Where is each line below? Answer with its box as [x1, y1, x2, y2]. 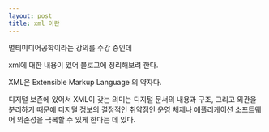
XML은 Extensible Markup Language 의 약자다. [8, 77, 162, 87]
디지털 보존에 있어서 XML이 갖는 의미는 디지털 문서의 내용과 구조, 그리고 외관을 [8, 94, 257, 104]
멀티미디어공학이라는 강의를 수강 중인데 [8, 42, 132, 53]
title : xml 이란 [8, 19, 60, 28]
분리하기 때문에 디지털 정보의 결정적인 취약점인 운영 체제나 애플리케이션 [8, 104, 233, 114]
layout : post [8, 11, 53, 20]
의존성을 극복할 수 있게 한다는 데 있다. [16, 114, 136, 124]
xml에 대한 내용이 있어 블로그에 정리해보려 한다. [8, 60, 159, 70]
